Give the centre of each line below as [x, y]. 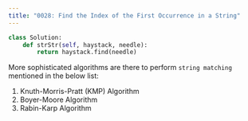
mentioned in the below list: [54, 76]
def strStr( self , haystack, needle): [85, 45]
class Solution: [35, 37]
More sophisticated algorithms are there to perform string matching [120, 68]
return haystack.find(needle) [87, 53]
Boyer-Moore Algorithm [59, 100]
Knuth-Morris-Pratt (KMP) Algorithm [79, 92]
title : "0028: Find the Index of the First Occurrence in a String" [124, 16]
